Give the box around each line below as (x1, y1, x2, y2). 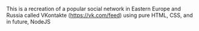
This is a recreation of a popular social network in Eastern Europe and (6, 5, 181, 12)
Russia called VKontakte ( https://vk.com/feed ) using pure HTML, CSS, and (6, 12, 194, 19)
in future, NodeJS (6, 18, 51, 25)
